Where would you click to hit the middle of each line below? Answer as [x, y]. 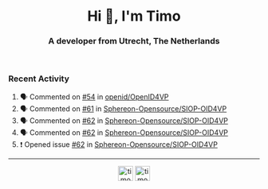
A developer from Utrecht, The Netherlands [134, 41]
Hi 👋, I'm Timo [134, 16]
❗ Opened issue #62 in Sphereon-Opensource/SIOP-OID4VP [118, 144]
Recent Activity [39, 79]
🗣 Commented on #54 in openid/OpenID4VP [94, 96]
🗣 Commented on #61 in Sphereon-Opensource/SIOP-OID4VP [123, 108]
